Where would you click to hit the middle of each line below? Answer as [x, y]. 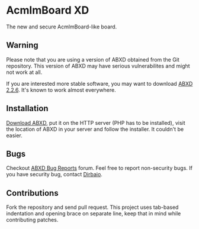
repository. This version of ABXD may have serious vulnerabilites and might [98, 66]
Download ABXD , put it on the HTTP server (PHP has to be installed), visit [96, 122]
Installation [27, 109]
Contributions [32, 193]
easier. [14, 135]
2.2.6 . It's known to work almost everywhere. [61, 90]
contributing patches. [32, 220]
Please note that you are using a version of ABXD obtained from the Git [93, 59]
